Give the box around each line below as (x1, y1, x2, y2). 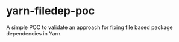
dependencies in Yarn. (6, 30, 62, 37)
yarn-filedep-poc (6, 4, 95, 18)
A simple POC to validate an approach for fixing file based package (6, 24, 173, 31)
